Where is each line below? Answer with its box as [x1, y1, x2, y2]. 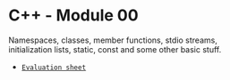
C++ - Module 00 [8, 5, 140, 26]
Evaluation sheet [21, 63, 87, 72]
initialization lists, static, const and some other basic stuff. [8, 44, 222, 54]
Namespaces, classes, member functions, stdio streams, [8, 35, 218, 45]
